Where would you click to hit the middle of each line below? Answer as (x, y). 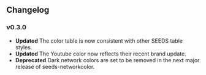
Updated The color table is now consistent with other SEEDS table (99, 41)
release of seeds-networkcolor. (55, 66)
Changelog (28, 10)
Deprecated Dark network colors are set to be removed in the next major (107, 60)
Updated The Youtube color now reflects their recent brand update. (101, 54)
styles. (24, 47)
